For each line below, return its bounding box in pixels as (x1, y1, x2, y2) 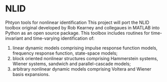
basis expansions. (12, 71, 50, 77)
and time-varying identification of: (24, 35, 95, 41)
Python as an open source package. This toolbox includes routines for (5, 30, 150, 36)
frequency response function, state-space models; (12, 50, 118, 56)
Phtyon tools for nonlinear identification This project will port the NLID (5, 19, 149, 25)
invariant (5, 35, 24, 41)
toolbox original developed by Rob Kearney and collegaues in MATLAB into (5, 24, 160, 30)
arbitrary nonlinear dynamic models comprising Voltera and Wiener (12, 66, 151, 72)
